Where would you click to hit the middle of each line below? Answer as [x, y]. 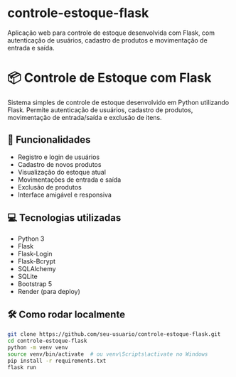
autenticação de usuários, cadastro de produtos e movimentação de [107, 40]
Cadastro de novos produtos [59, 164]
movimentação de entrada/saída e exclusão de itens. [85, 117]
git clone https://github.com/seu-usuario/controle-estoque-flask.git [114, 334]
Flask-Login [35, 253]
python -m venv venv [38, 348]
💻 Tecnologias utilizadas [64, 218]
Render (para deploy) [49, 291]
